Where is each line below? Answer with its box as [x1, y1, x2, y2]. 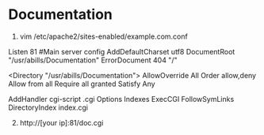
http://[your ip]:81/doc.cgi [19, 118, 104, 127]
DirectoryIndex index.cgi [8, 103, 89, 112]
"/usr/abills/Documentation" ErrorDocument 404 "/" [8, 55, 178, 65]
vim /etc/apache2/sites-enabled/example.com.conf [19, 32, 188, 41]
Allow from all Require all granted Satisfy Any [8, 79, 156, 88]
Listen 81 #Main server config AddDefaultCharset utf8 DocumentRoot [8, 47, 235, 56]
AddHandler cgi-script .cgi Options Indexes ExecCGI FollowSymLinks [8, 94, 235, 103]
